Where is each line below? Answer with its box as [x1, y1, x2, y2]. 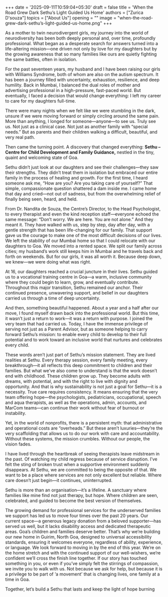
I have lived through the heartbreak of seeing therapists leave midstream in [5, 451, 160, 456]
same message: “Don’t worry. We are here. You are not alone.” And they [5, 216, 153, 222]
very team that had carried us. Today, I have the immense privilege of [5, 321, 148, 326]
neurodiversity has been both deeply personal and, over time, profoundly [5, 35, 156, 41]
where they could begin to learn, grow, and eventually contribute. [5, 279, 139, 285]
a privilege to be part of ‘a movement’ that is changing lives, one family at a [5, 571, 160, 577]
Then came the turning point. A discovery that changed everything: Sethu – [5, 144, 161, 149]
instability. [5, 410, 26, 416]
